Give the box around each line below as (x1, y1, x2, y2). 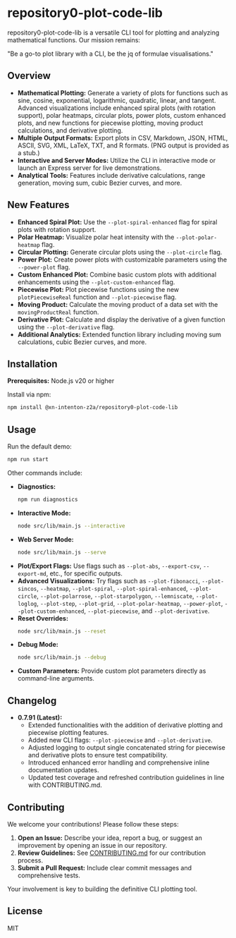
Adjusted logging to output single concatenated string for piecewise (27, 743, 225, 752)
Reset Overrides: (17, 614, 69, 622)
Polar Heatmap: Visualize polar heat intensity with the (17, 233, 175, 241)
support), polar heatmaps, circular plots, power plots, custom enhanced (17, 111, 226, 119)
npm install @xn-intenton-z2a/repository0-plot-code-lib (7, 404, 178, 411)
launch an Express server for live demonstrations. (17, 164, 162, 172)
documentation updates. (27, 766, 99, 774)
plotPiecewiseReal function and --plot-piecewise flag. (17, 293, 177, 301)
